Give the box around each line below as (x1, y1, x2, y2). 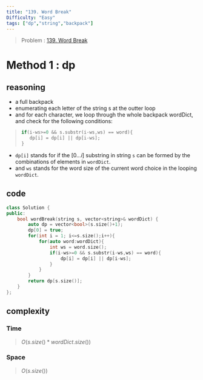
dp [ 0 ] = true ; (28, 227, 64, 234)
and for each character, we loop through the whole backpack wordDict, (15, 111, 194, 118)
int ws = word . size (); (49, 244, 107, 250)
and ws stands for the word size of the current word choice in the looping (15, 165, 197, 172)
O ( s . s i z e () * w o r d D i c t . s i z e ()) (21, 338, 91, 345)
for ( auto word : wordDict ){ (38, 239, 104, 245)
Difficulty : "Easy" (6, 15, 56, 21)
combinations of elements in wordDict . (15, 158, 111, 165)
